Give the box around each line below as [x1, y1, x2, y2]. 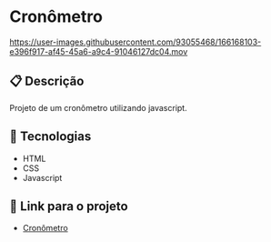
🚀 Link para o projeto [9, 198, 129, 214]
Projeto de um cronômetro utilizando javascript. [9, 102, 188, 113]
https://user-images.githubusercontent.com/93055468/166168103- [9, 36, 262, 47]
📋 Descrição [9, 74, 85, 89]
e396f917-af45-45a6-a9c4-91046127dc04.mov [9, 45, 188, 56]
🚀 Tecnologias [9, 129, 92, 145]
